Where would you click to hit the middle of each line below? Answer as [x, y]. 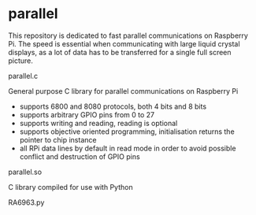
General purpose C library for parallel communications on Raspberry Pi [123, 91]
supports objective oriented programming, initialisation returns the [127, 132]
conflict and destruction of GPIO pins [80, 156]
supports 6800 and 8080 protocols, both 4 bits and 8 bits [113, 106]
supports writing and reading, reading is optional [98, 123]
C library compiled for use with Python [70, 187]
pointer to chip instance [58, 139]
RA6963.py [26, 202]
